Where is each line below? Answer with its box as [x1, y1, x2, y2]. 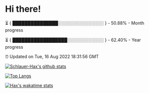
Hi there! [5, 3, 41, 15]
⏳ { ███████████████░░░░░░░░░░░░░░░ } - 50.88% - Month [5, 20, 145, 26]
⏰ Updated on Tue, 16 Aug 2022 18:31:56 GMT [5, 53, 99, 60]
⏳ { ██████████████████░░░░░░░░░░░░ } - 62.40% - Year [5, 37, 141, 43]
